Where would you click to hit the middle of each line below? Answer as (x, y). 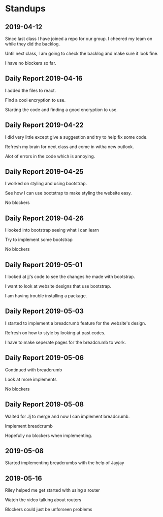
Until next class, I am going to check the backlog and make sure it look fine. (82, 53)
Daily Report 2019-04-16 (44, 79)
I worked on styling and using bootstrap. (46, 184)
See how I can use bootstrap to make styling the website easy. (68, 193)
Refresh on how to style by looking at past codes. (55, 333)
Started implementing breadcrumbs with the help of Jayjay (65, 463)
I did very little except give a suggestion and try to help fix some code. (76, 137)
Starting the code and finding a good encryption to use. (62, 110)
